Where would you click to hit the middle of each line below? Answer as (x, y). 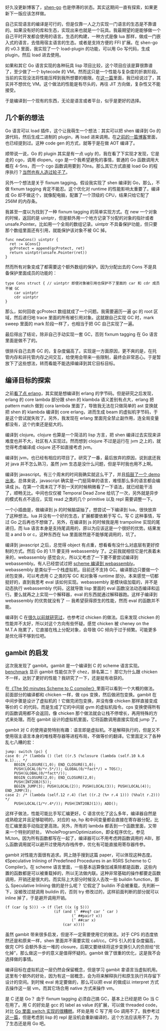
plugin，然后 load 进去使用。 (34, 55)
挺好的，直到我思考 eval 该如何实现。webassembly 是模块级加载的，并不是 (82, 582)
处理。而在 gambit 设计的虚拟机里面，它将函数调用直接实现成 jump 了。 (86, 720)
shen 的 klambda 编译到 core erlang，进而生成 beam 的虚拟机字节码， (82, 412)
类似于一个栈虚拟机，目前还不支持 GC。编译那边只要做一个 (99, 569)
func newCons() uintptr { (32, 240)
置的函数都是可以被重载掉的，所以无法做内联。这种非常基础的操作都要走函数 (83, 873)
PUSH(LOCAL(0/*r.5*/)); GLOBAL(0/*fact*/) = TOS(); (68, 769)
